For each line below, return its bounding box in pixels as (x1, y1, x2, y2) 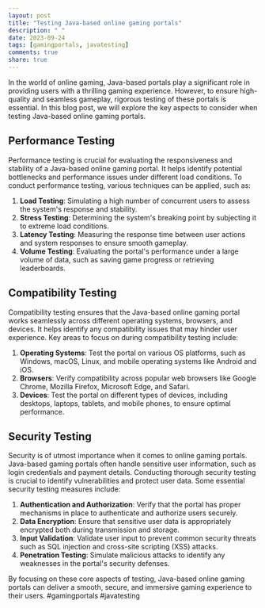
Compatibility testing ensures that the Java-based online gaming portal (8, 307, 240, 317)
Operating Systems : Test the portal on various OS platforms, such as (19, 348, 246, 358)
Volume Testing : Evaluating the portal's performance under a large (19, 247, 239, 256)
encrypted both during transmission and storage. (19, 525, 180, 535)
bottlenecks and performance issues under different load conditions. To (8, 172, 243, 182)
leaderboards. (19, 263, 66, 273)
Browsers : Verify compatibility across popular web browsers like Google (19, 373, 257, 383)
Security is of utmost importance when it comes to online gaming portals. (8, 451, 248, 461)
